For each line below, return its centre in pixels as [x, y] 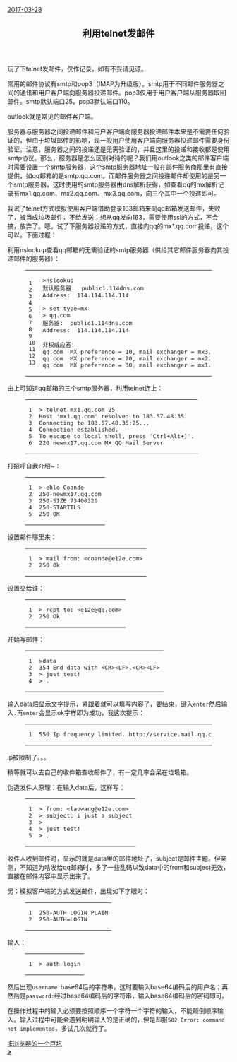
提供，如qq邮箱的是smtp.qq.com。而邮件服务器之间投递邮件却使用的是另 [114, 176]
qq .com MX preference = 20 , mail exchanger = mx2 [125, 359]
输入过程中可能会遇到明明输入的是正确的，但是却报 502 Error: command [122, 1020]
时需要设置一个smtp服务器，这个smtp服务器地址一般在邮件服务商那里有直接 [117, 167]
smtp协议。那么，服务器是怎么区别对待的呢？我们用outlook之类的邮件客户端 [118, 158]
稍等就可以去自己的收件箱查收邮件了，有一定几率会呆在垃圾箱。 [100, 772]
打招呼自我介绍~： [34, 466]
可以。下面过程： [32, 235]
